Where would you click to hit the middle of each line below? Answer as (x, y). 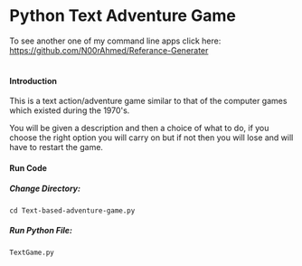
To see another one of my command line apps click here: (115, 41)
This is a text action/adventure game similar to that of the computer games (148, 101)
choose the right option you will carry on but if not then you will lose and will (151, 138)
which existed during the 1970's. (70, 110)
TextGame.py (32, 252)
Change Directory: (45, 189)
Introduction (33, 81)
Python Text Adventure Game (123, 16)
